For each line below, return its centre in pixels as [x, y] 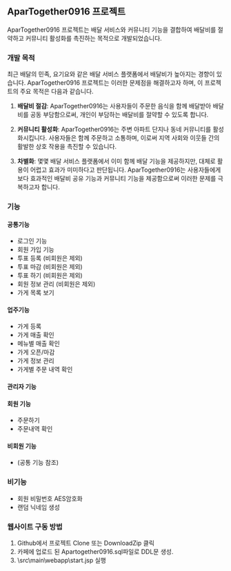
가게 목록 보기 [36, 293]
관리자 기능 [22, 387]
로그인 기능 [32, 241]
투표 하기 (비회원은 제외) [50, 276]
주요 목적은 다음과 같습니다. [57, 92]
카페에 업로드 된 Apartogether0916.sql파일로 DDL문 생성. [95, 552]
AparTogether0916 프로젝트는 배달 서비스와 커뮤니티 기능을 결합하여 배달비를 [112, 30]
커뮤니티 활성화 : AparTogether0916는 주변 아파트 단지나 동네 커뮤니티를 [114, 130]
